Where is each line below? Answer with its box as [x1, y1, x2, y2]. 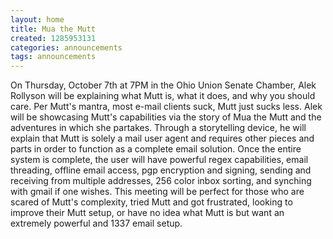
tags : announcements [10, 52, 97, 62]
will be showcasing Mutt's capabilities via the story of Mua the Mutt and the [10, 111, 322, 123]
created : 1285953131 [10, 33, 97, 43]
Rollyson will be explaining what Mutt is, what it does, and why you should [10, 90, 316, 102]
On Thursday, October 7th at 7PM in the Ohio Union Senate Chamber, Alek [10, 79, 317, 91]
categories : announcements [10, 42, 123, 53]
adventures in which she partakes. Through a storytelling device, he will [10, 122, 307, 134]
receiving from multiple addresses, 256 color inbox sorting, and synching [10, 175, 312, 187]
